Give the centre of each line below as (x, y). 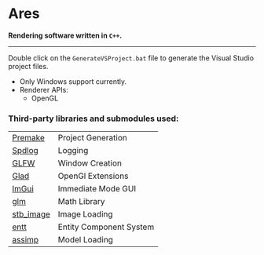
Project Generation (92, 138)
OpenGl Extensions (93, 176)
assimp (26, 240)
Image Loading (85, 214)
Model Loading (86, 240)
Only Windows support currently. (73, 81)
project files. (28, 66)
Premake (29, 138)
